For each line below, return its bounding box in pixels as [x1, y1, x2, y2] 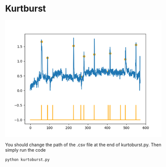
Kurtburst [5, 3, 46, 14]
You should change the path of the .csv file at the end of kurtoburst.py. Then [5, 142, 162, 148]
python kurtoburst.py [5, 157, 50, 162]
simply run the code [5, 147, 46, 153]
